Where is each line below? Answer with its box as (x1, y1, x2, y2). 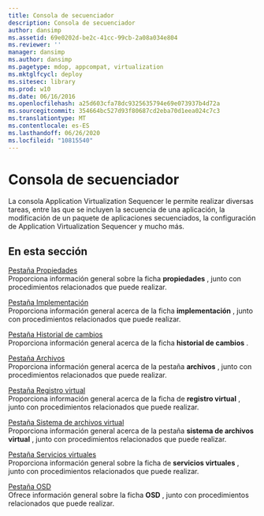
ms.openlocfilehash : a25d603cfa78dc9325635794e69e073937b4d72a (8, 100, 221, 107)
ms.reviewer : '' (8, 41, 61, 49)
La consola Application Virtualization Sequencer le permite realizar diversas (8, 197, 254, 206)
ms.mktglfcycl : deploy (8, 70, 83, 78)
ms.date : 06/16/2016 (8, 92, 76, 100)
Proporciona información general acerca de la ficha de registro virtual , (8, 394, 240, 404)
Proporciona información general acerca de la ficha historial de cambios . (8, 338, 249, 348)
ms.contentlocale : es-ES (8, 122, 90, 130)
